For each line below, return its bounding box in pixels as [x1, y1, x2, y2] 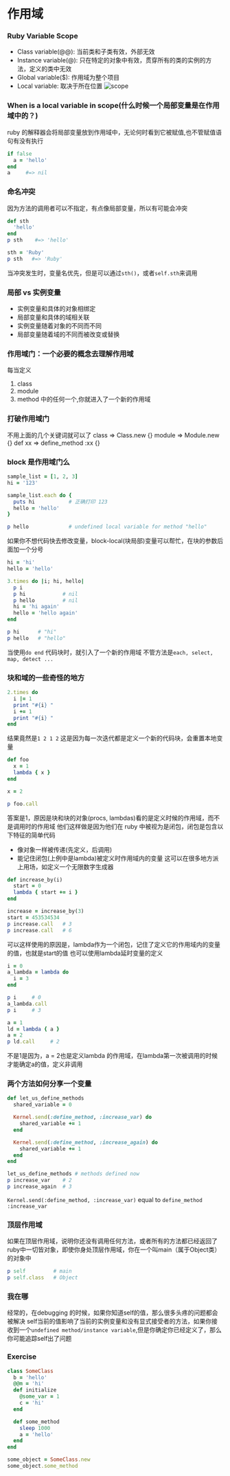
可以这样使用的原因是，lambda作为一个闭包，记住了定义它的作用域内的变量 [7, 940, 221, 948]
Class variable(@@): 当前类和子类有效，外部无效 [16, 47, 155, 56]
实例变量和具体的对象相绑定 [16, 305, 96, 313]
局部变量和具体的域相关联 [16, 313, 90, 321]
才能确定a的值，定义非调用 [7, 1060, 83, 1068]
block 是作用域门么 [7, 457, 70, 467]
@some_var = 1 [19, 1393, 60, 1400]
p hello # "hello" [7, 634, 67, 642]
